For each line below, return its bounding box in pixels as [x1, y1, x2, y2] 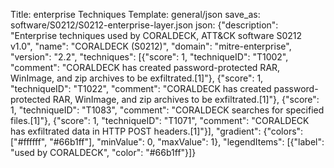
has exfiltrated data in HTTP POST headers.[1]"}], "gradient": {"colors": [10, 125, 304, 137]
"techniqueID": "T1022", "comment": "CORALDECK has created [10, 83, 272, 94]
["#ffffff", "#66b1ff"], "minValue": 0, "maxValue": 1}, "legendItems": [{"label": [10, 136, 325, 148]
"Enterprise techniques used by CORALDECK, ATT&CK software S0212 [10, 30, 303, 41]
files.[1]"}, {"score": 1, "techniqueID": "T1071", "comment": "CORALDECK [10, 115, 310, 126]
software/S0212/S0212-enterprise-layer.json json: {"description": [10, 19, 279, 31]
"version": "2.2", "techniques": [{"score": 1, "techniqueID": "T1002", [10, 51, 289, 63]
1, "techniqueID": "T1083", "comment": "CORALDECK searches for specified [10, 104, 325, 116]
